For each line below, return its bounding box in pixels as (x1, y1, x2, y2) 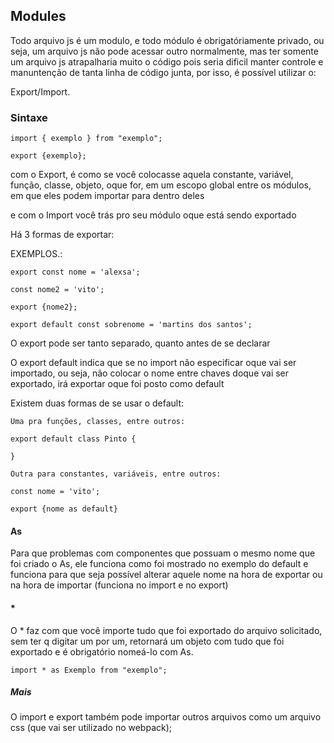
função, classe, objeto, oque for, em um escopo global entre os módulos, (10, 179, 312, 191)
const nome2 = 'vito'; (10, 285, 105, 295)
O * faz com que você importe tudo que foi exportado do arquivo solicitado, (10, 624, 323, 636)
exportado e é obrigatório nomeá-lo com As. (10, 645, 194, 658)
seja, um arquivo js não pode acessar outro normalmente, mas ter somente (10, 45, 319, 57)
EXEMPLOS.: (10, 248, 63, 260)
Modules (10, 8, 67, 25)
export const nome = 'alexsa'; (10, 267, 141, 278)
